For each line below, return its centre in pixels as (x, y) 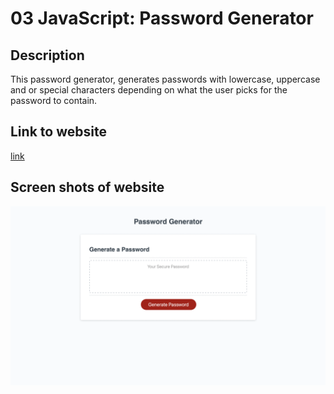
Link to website (58, 132)
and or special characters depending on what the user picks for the (149, 90)
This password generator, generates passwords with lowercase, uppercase (165, 79)
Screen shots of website (87, 187)
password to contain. (54, 100)
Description (47, 55)
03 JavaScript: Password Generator (162, 18)
